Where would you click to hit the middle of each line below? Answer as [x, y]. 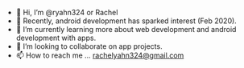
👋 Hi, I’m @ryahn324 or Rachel [67, 12]
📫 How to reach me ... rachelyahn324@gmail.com [100, 55]
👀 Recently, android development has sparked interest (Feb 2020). [126, 21]
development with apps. [56, 38]
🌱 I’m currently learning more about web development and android [126, 29]
